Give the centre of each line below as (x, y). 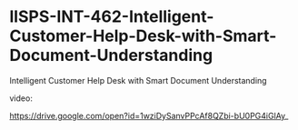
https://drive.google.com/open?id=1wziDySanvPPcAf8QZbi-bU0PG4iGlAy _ (149, 115)
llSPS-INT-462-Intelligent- (112, 17)
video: (21, 98)
